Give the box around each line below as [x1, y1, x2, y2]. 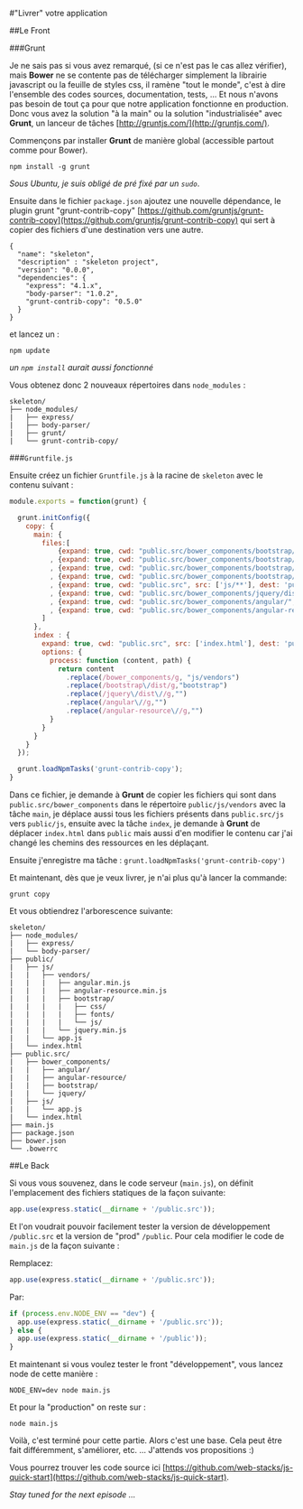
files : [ [41, 538, 70, 547]
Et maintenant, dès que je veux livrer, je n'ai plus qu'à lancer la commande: [9, 872, 288, 883]
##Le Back [9, 1160, 50, 1170]
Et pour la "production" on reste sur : [9, 1402, 146, 1412]
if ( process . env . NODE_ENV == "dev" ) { [9, 1309, 155, 1318]
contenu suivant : [9, 480, 74, 490]
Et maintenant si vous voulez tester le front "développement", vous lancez [9, 1359, 284, 1370]
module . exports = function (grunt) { [9, 497, 147, 506]
